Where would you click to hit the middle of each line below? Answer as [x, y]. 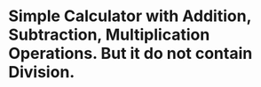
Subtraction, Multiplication [109, 35]
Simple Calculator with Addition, [130, 16]
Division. [42, 72]
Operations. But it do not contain [130, 54]
